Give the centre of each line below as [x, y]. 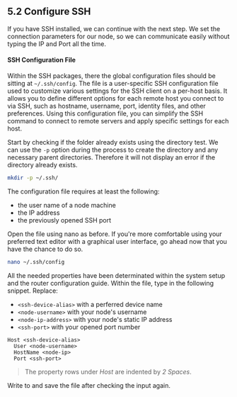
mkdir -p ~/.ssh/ [33, 178]
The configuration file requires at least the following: [83, 191]
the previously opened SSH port [64, 220]
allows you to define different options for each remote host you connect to [116, 99]
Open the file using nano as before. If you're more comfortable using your [115, 234]
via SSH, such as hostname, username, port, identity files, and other [107, 106]
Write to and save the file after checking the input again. [89, 385]
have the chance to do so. [45, 249]
